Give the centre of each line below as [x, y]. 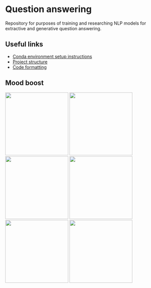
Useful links [24, 44]
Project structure [30, 62]
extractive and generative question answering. [53, 28]
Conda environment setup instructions [52, 56]
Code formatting [29, 67]
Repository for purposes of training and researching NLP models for [76, 23]
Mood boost [24, 83]
